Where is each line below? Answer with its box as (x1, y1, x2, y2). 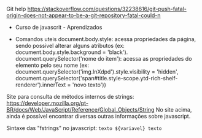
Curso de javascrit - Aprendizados (15, 24, 103, 31)
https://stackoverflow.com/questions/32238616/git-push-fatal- (27, 6, 187, 12)
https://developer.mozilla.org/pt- (6, 99, 89, 107)
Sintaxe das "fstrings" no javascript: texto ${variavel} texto (6, 125, 162, 131)
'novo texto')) (72, 81, 106, 88)
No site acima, (155, 106, 192, 113)
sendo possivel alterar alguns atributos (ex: (15, 42, 125, 49)
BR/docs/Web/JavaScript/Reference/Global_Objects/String (6, 106, 155, 113)
